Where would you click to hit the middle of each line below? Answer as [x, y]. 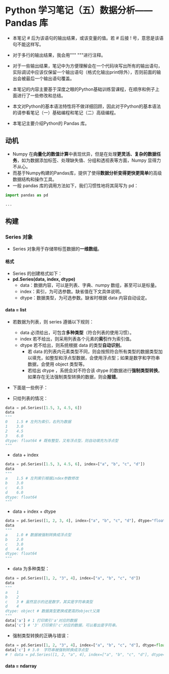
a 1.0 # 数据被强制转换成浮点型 [38, 535]
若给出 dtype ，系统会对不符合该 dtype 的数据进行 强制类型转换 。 [95, 370]
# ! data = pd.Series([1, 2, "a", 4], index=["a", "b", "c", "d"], [77, 655]
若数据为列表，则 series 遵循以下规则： [53, 322]
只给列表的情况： [30, 398]
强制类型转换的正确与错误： [41, 636]
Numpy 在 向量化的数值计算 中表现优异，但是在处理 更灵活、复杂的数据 [84, 154]
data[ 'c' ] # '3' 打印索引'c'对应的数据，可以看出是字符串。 [62, 625]
